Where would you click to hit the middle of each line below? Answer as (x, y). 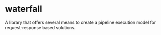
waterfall (24, 9)
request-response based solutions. (40, 27)
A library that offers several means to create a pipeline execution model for (80, 22)
